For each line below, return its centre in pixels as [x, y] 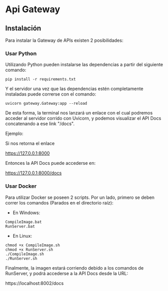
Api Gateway [33, 9]
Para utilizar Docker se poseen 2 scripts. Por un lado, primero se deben [80, 197]
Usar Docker [21, 186]
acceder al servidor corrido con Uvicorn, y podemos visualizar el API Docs [83, 119]
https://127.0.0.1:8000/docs [33, 173]
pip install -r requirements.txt [41, 79]
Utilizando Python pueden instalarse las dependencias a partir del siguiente [84, 65]
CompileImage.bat [24, 222]
